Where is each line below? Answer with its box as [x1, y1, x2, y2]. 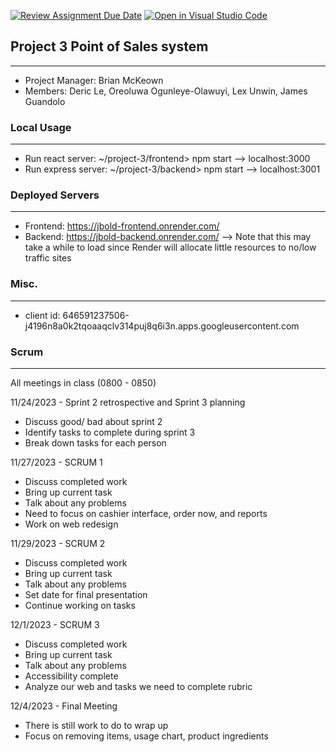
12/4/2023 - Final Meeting [10, 700, 118, 712]
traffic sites [24, 252, 72, 264]
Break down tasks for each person [24, 437, 167, 449]
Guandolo [24, 95, 66, 107]
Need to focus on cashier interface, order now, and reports [24, 508, 268, 519]
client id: [24, 309, 61, 321]
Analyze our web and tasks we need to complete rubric [24, 681, 253, 692]
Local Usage [10, 120, 72, 134]
